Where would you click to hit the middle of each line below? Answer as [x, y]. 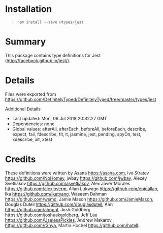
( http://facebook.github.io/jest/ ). [38, 61]
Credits [20, 159]
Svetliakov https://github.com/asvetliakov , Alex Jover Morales [68, 183]
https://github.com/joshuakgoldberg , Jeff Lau [51, 215]
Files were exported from [31, 94]
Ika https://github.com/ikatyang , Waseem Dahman [56, 194]
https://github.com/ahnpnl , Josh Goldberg [48, 209]
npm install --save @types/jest [50, 22]
